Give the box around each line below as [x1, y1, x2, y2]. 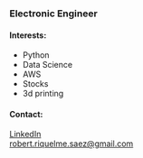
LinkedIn [9, 129, 42, 140]
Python [22, 50, 50, 60]
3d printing [22, 88, 64, 99]
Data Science [22, 60, 73, 70]
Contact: [9, 108, 43, 119]
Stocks [22, 79, 49, 89]
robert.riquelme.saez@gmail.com [9, 138, 134, 149]
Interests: [9, 30, 47, 41]
